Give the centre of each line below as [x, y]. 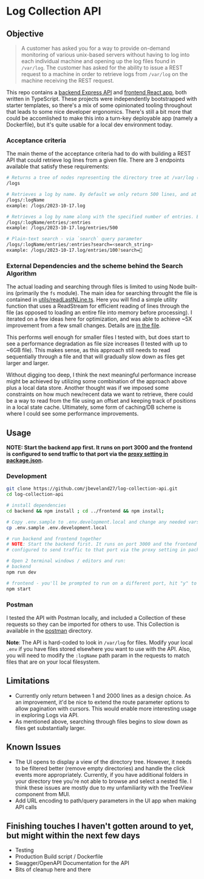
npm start [19, 589]
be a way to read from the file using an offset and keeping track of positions [101, 401]
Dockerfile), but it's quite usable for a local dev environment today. [90, 125]
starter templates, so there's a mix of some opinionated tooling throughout [99, 105]
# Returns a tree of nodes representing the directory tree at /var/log [100, 178]
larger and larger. [28, 363]
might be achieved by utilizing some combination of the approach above [97, 381]
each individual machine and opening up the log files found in [98, 61]
